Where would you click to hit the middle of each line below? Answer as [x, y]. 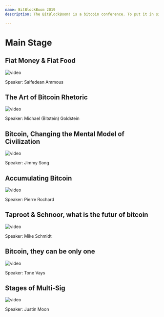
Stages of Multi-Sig [35, 288]
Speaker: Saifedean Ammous [34, 82]
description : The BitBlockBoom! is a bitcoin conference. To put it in [79, 14]
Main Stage [29, 43]
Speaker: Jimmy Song [27, 163]
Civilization [23, 142]
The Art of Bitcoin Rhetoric [46, 97]
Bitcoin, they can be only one [50, 252]
